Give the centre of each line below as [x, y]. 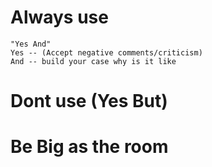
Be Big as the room [89, 147]
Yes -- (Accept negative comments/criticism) [106, 52]
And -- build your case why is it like [93, 61]
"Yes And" [31, 44]
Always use [59, 17]
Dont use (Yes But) [89, 101]
